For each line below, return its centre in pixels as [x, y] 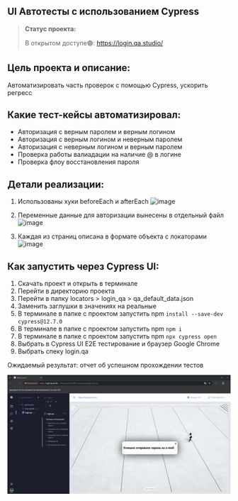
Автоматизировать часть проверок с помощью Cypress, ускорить [108, 85]
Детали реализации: [56, 184]
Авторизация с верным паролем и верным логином [96, 132]
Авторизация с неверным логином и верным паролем [100, 147]
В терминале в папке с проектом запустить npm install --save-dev [120, 314]
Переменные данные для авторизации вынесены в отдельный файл [121, 215]
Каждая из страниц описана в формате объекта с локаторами [112, 236]
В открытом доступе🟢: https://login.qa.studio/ [94, 43]
